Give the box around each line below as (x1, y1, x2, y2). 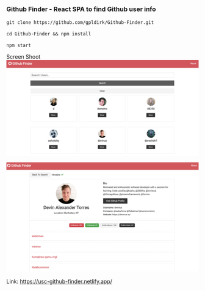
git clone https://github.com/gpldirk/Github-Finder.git (6, 20, 154, 26)
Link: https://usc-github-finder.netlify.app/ (6, 278, 113, 285)
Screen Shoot (6, 53, 41, 61)
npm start (6, 42, 32, 49)
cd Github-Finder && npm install (6, 31, 92, 37)
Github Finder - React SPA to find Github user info (6, 5, 157, 13)
